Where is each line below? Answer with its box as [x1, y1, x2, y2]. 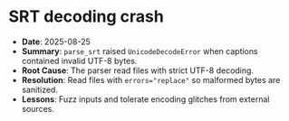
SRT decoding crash [8, 6, 164, 27]
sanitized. [21, 84, 58, 95]
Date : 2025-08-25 [21, 36, 92, 47]
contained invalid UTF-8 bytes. [21, 55, 138, 66]
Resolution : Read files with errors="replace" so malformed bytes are [21, 74, 281, 85]
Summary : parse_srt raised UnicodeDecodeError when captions [21, 45, 259, 56]
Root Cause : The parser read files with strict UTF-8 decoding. [21, 65, 255, 76]
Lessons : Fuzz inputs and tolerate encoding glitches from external [21, 93, 270, 105]
